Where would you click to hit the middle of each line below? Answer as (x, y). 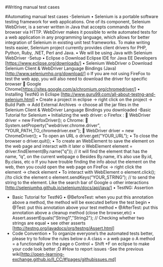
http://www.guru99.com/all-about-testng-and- (109, 94)
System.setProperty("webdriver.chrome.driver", (53, 125)
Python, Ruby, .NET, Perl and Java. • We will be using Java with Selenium (79, 53)
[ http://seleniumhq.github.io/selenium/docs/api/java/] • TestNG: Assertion (79, 188)
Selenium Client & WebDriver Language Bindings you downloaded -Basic (78, 110)
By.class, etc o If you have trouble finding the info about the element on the (80, 162)
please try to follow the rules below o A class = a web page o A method (83, 238)
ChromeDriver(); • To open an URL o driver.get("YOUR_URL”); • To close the (81, 136)
